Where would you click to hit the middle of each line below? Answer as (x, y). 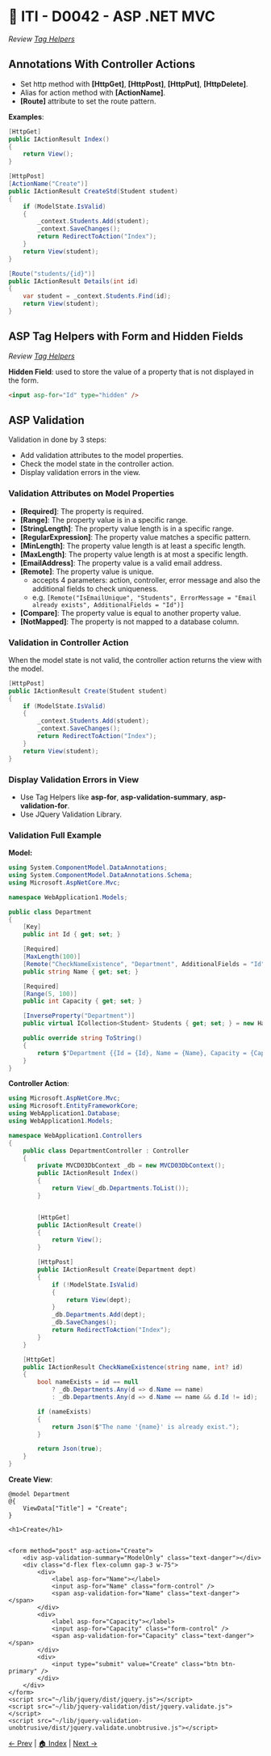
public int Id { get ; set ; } (72, 935)
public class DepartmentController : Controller (106, 1151)
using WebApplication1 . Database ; (65, 1113)
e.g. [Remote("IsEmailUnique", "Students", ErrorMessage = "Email (144, 597)
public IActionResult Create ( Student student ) (88, 691)
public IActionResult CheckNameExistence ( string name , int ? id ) (133, 1367)
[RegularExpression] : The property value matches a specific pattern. (135, 537)
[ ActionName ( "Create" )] (48, 184)
